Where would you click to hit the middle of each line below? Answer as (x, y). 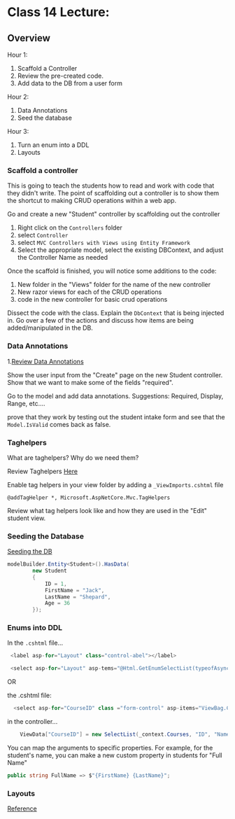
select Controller (43, 235)
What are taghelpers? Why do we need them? (73, 457)
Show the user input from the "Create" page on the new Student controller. (115, 374)
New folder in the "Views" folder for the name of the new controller (114, 285)
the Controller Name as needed (63, 258)
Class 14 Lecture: (58, 12)
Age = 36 (57, 603)
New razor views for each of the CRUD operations (90, 292)
